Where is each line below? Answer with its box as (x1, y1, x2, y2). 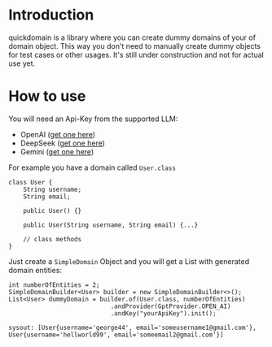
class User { (8, 178, 53, 186)
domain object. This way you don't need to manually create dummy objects (8, 41, 261, 50)
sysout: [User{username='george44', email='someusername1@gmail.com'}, (8, 323, 257, 332)
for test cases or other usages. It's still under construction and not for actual (8, 50, 265, 59)
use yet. (8, 59, 36, 68)
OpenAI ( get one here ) (20, 129, 96, 139)
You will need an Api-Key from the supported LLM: (8, 114, 178, 124)
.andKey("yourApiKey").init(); (110, 309, 217, 318)
